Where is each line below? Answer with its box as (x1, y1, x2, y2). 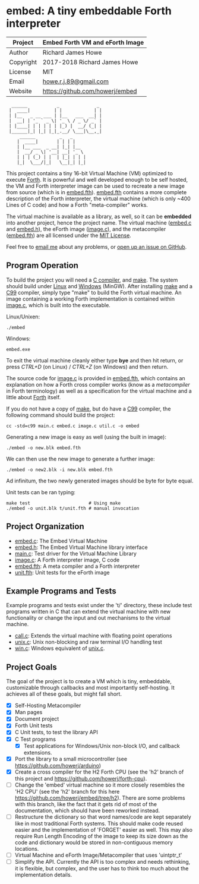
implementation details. (14, 872, 72, 878)
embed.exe (6, 346, 31, 352)
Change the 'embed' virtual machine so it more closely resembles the (14, 781, 185, 788)
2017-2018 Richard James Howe (42, 58, 138, 66)
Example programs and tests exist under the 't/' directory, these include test (6, 602, 192, 609)
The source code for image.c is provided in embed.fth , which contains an (6, 374, 185, 381)
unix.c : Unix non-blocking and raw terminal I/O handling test (14, 639, 162, 646)
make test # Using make (6, 500, 121, 506)
